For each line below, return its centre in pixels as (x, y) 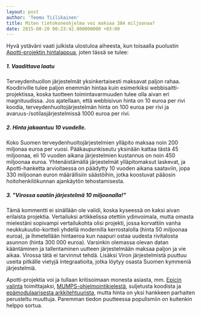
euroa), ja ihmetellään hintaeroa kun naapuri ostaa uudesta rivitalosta (92, 236)
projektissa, (21, 94)
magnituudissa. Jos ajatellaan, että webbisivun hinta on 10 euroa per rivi (96, 101)
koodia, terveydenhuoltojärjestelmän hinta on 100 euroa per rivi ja (88, 107)
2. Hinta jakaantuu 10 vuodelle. (46, 127)
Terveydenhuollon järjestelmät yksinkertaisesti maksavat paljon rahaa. (93, 82)
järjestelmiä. (21, 268)
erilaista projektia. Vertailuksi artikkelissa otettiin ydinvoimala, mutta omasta (100, 217)
